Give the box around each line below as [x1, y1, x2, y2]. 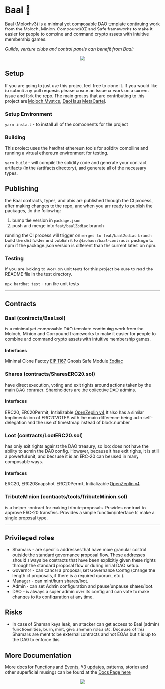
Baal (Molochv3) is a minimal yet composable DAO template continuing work [5, 21, 160, 27]
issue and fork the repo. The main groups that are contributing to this [5, 93, 145, 99]
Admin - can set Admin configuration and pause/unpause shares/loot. [12, 583, 154, 589]
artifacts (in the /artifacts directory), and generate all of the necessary [5, 165, 147, 171]
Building [5, 134, 26, 141]
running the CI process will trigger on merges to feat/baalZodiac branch [5, 232, 152, 238]
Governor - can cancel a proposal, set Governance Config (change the [12, 568, 156, 573]
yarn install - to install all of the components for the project [5, 121, 128, 127]
